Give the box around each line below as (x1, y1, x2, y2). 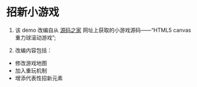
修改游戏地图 (14, 59, 47, 67)
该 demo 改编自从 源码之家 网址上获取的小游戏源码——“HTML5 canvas (14, 26, 192, 34)
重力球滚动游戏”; (14, 34, 56, 41)
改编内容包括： (14, 46, 52, 54)
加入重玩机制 (14, 67, 47, 74)
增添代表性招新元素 (14, 74, 63, 82)
